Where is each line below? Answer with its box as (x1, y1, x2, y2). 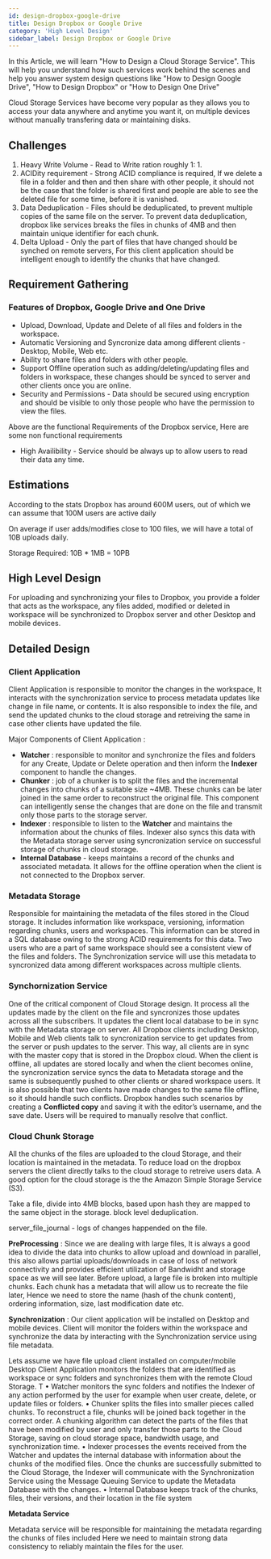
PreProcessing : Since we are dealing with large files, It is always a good (8, 1238, 251, 1248)
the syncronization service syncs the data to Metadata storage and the (8, 1067, 244, 1077)
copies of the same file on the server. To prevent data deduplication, (19, 212, 248, 221)
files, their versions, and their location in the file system (8, 1493, 192, 1502)
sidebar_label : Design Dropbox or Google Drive (8, 34, 172, 43)
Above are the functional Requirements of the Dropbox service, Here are (8, 422, 249, 431)
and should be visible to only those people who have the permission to (19, 397, 256, 407)
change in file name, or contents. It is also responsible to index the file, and (8, 702, 258, 712)
